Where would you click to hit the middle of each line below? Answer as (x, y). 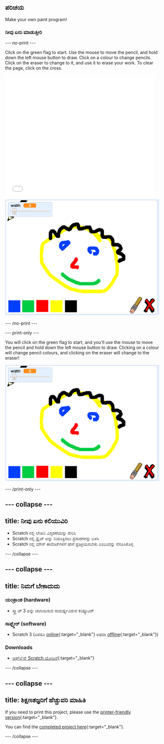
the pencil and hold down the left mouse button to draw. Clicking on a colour (82, 347)
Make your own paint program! (36, 19)
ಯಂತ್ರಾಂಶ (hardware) (28, 600)
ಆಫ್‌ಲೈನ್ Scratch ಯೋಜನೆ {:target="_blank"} (53, 658)
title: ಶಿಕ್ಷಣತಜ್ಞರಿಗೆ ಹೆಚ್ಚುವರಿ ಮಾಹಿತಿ (46, 700)
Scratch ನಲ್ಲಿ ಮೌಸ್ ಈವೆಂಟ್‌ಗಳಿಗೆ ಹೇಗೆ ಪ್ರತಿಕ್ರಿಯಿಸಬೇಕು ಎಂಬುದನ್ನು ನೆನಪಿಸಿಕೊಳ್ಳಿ (73, 544)
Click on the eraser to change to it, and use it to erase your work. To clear (79, 63)
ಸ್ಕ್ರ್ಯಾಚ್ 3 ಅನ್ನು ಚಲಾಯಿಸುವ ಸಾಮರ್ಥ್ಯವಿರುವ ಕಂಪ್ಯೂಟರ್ (53, 610)
